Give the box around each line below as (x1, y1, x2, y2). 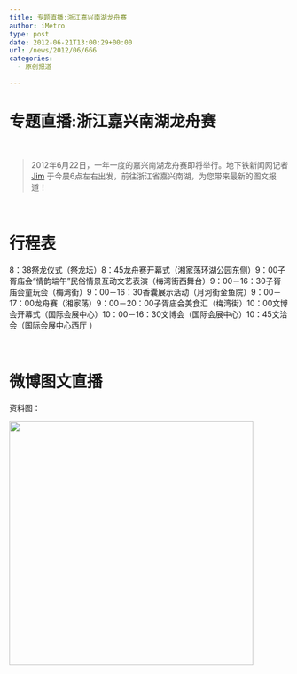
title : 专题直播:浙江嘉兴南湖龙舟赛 (9, 12, 127, 22)
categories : (9, 54, 53, 63)
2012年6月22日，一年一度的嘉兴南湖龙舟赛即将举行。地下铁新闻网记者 (30, 159, 289, 170)
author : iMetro (9, 21, 66, 30)
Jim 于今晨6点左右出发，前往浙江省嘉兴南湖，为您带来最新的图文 (30, 170, 270, 181)
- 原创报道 (17, 63, 52, 72)
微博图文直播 (9, 371, 104, 392)
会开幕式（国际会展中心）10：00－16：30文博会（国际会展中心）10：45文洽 (9, 308, 288, 320)
